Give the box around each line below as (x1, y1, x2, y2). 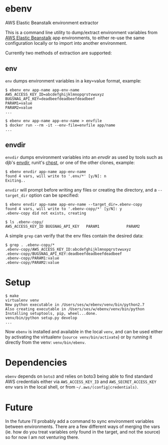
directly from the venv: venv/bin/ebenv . (5, 339, 86, 345)
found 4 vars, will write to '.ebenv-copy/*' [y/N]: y (5, 206, 122, 211)
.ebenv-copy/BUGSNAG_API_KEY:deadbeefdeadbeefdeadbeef (5, 251, 122, 256)
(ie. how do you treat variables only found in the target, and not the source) (5, 429, 160, 435)
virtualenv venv (5, 298, 39, 303)
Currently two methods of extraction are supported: (5, 50, 112, 56)
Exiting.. (5, 178, 26, 183)
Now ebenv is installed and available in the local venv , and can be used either (5, 328, 163, 334)
